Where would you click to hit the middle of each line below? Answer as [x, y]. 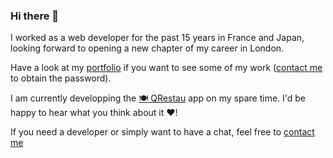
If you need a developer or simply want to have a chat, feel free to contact [162, 132]
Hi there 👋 [35, 16]
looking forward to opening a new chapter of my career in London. [147, 48]
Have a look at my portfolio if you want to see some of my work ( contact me [166, 68]
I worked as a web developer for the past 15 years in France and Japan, [157, 38]
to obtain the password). [61, 78]
